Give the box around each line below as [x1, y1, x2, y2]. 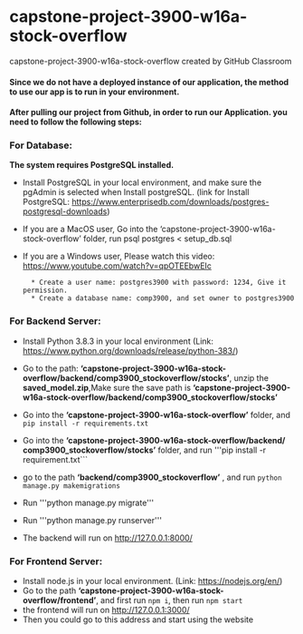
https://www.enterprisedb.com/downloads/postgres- [71, 197, 270, 208]
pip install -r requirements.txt [22, 419, 149, 428]
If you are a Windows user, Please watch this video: [22, 251, 215, 262]
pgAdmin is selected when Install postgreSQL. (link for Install [22, 187, 250, 198]
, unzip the [229, 372, 270, 383]
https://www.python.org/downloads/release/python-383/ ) [22, 345, 239, 356]
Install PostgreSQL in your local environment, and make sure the [22, 177, 262, 188]
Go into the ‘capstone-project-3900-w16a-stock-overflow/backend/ [22, 434, 286, 445]
